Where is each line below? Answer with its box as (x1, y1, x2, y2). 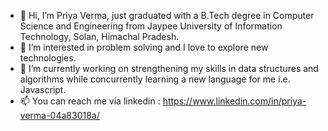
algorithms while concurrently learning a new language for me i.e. (19, 73, 291, 85)
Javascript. (19, 84, 67, 95)
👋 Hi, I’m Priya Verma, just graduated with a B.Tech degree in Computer (19, 10, 315, 21)
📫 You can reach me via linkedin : (19, 95, 161, 107)
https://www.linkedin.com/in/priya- (162, 95, 307, 107)
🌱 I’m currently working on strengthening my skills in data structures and (19, 63, 319, 74)
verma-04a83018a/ (19, 110, 100, 121)
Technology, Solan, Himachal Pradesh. (19, 31, 180, 42)
